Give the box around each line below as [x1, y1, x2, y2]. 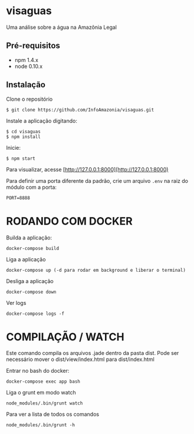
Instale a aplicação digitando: [6, 117, 78, 124]
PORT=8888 [6, 195, 31, 201]
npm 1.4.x [14, 56, 38, 63]
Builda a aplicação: [6, 234, 52, 241]
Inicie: [6, 144, 21, 151]
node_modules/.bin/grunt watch [6, 400, 83, 406]
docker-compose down [6, 289, 57, 295]
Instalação [6, 80, 46, 90]
